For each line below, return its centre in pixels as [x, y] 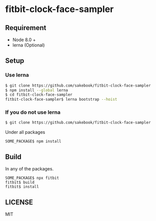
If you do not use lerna [33, 112]
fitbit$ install [22, 187]
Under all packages [25, 132]
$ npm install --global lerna [37, 90]
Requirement [26, 28]
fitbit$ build [20, 182]
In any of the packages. [29, 169]
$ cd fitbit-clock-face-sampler [39, 95]
